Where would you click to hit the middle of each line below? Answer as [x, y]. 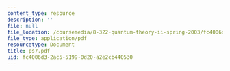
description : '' [30, 20]
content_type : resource [41, 13]
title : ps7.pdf [29, 51]
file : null [23, 26]
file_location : [29, 32]
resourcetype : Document [41, 45]
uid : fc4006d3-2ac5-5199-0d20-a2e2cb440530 [70, 57]
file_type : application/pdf [47, 39]
